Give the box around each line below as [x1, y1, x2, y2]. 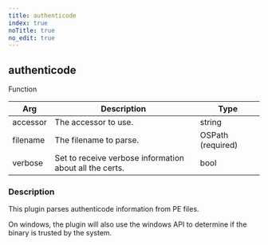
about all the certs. [54, 162, 125, 173]
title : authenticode [8, 11, 77, 20]
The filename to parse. [54, 134, 140, 146]
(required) [199, 140, 238, 151]
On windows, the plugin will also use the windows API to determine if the [8, 220, 247, 229]
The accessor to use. [54, 117, 134, 128]
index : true [8, 19, 48, 27]
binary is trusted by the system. [8, 228, 112, 238]
